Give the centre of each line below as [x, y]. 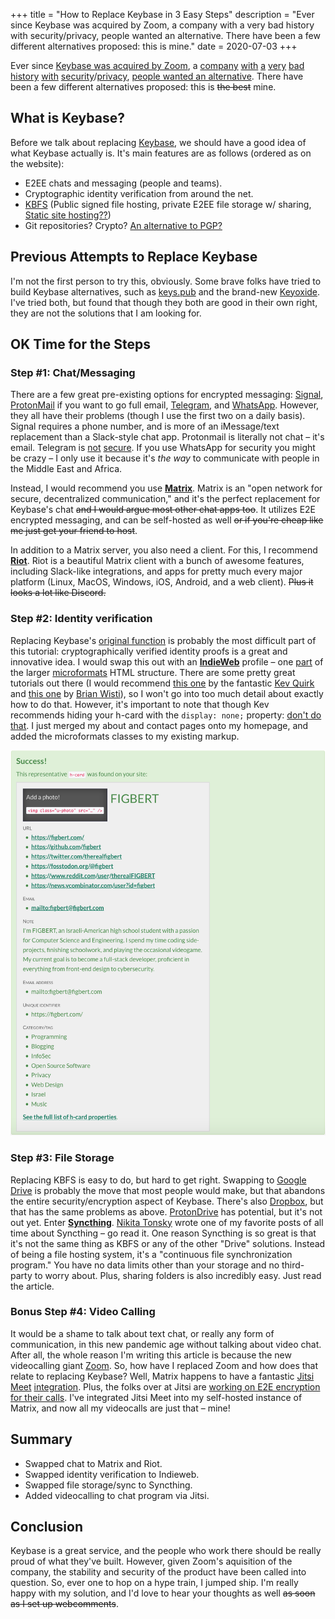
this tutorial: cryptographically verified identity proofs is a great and [149, 651]
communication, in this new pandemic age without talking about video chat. [166, 1344]
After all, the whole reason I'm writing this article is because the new [151, 1355]
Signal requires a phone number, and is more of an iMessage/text [145, 426]
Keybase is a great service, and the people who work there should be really [166, 1551]
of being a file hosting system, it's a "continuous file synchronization [151, 1254]
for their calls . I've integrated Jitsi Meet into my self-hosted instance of [156, 1397]
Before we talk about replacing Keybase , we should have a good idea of [158, 142]
